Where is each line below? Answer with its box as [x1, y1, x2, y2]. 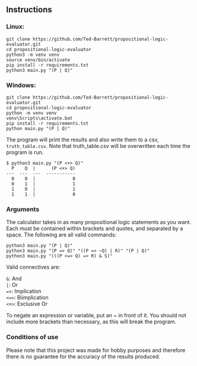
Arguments [6, 205, 40, 213]
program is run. [6, 149, 44, 156]
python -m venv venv [6, 110, 58, 116]
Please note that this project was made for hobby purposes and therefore [6, 346, 186, 354]
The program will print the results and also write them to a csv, [6, 136, 159, 143]
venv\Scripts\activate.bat [6, 115, 73, 121]
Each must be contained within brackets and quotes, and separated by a [6, 225, 183, 232]
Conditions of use [6, 333, 59, 341]
